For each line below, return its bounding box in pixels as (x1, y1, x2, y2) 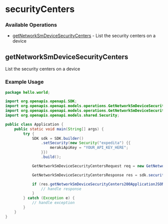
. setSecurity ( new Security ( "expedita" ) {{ (40, 140, 131, 146)
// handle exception (31, 200, 75, 205)
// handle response (40, 186, 81, 191)
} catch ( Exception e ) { (23, 195, 75, 201)
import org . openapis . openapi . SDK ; (5, 99, 77, 104)
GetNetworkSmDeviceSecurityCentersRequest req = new (31, 163, 144, 168)
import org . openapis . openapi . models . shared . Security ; (5, 113, 120, 118)
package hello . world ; (5, 90, 50, 95)
